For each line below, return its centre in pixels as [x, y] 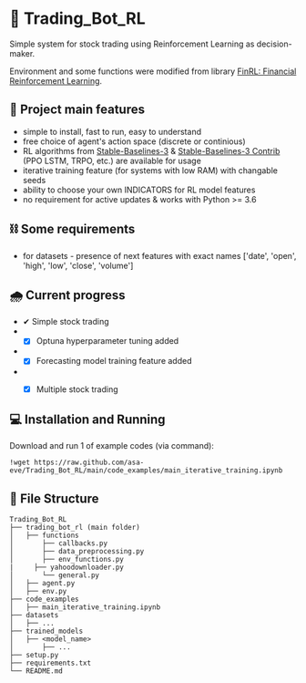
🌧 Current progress [67, 295]
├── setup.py [34, 656]
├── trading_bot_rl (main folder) [75, 528]
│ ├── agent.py [42, 584]
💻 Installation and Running [87, 419]
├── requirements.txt [51, 663]
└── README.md [36, 671]
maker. [22, 53]
